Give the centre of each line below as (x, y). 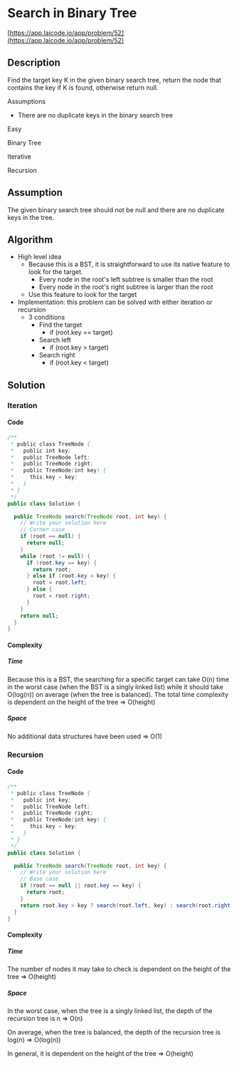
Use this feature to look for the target (83, 295)
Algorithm (30, 240)
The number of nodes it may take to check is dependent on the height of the (119, 969)
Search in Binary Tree (72, 13)
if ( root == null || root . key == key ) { (81, 886)
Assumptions (27, 101)
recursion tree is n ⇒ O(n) (45, 1018)
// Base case (39, 879)
